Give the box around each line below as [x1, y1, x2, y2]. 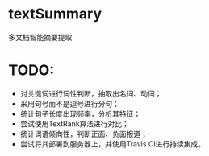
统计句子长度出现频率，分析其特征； [19, 109, 141, 118]
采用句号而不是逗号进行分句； [19, 98, 119, 109]
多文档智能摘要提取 [8, 32, 73, 42]
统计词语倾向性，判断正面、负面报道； [19, 129, 148, 138]
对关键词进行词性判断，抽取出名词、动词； [19, 88, 162, 98]
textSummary [8, 5, 102, 23]
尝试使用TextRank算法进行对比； [19, 118, 129, 129]
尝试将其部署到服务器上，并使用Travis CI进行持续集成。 [19, 138, 206, 149]
